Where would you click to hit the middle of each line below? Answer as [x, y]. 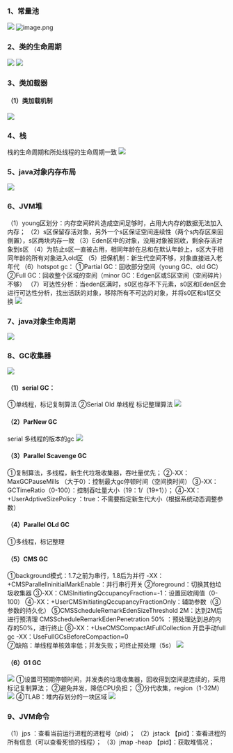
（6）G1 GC [24, 662]
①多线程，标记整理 [36, 542]
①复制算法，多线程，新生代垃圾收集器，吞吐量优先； [85, 473]
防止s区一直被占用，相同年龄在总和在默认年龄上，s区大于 [135, 249]
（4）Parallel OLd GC [38, 525]
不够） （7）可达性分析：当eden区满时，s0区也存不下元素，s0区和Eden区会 [116, 284]
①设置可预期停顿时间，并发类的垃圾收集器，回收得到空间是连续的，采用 [121, 679]
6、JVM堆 [25, 206]
